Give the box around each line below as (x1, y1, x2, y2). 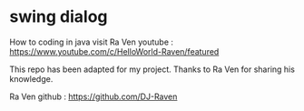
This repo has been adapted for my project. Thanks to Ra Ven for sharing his (9, 64, 295, 75)
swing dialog (9, 6, 108, 27)
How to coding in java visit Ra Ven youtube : (9, 36, 174, 47)
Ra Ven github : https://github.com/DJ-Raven (9, 91, 178, 102)
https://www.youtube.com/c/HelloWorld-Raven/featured (9, 45, 220, 56)
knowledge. (9, 73, 54, 84)
